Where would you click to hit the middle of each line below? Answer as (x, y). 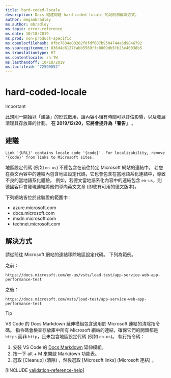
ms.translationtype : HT (31, 53)
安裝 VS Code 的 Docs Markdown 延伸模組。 (60, 347)
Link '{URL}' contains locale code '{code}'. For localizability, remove (85, 153)
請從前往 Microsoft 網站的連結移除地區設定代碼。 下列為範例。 (71, 254)
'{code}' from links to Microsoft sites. (50, 157)
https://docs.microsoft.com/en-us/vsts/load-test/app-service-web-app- (83, 275)
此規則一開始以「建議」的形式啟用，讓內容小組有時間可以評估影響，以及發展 (85, 117)
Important (16, 106)
